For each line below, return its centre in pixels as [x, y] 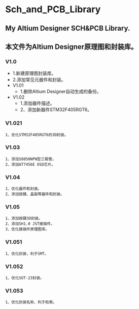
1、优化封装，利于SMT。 [27, 253]
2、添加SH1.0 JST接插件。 [30, 224]
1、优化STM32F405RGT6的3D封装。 [37, 135]
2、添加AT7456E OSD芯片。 [30, 164]
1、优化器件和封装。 [24, 189]
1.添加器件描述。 [37, 104]
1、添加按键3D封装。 [24, 218]
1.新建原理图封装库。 [34, 73]
